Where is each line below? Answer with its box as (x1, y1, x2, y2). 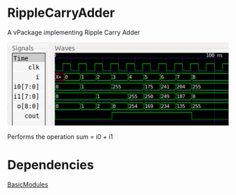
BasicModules (7, 180, 48, 189)
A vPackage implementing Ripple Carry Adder (7, 28, 140, 36)
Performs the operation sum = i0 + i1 (7, 133, 114, 141)
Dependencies (7, 157, 94, 173)
